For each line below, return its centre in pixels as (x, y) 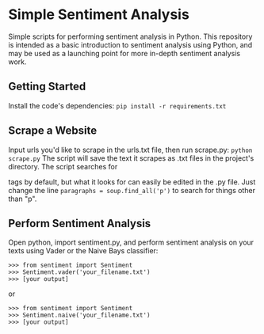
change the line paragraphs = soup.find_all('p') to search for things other (132, 190)
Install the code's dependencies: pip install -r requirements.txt (117, 105)
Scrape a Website (53, 131)
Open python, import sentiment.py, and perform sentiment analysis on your (131, 242)
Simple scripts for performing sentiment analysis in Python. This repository (130, 36)
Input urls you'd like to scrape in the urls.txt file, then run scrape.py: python (130, 150)
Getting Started (47, 87)
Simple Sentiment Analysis (99, 15)
